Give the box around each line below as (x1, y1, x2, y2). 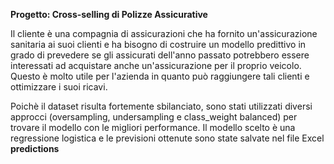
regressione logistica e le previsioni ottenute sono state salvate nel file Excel (10, 132, 325, 144)
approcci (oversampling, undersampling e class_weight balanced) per (10, 111, 298, 123)
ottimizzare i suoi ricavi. (10, 81, 108, 93)
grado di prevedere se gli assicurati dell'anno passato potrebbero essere (10, 49, 310, 61)
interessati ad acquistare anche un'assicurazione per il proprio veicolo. (10, 60, 302, 71)
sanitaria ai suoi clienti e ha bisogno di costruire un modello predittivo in (10, 39, 307, 50)
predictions (10, 143, 60, 154)
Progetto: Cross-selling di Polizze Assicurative (10, 9, 208, 20)
